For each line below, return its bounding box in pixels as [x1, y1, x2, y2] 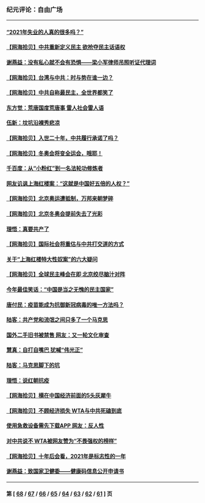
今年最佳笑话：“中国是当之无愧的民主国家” [6, 286, 114, 293]
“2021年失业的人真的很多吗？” [6, 28, 84, 35]
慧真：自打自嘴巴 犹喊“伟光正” [6, 346, 84, 354]
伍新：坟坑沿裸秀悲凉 [6, 119, 60, 127]
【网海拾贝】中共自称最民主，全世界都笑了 [6, 89, 113, 96]
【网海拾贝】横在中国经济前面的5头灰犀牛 [6, 392, 112, 399]
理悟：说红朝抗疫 [6, 376, 49, 384]
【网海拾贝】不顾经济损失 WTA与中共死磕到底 [6, 407, 122, 414]
